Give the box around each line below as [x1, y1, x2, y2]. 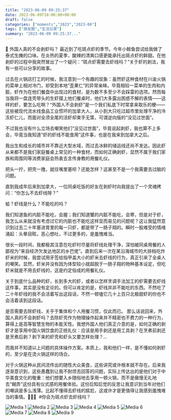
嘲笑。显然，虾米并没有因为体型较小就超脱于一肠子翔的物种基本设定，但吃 [9, 261, 166, 267]
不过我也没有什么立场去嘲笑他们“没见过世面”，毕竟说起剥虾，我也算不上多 [5, 125, 161, 131]
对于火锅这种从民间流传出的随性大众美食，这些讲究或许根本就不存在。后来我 [5, 362, 166, 368]
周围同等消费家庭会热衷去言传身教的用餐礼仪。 [14, 156, 112, 161]
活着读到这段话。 [9, 297, 46, 303]
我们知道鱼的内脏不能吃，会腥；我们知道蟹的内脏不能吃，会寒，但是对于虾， [5, 212, 166, 217]
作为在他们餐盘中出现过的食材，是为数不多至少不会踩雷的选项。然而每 [18, 89, 166, 95]
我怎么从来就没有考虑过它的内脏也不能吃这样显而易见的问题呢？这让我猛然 [5, 218, 161, 224]
